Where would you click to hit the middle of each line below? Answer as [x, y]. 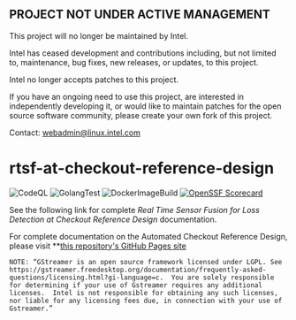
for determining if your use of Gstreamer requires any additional [136, 285]
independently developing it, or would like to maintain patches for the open [145, 106]
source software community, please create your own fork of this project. [141, 115]
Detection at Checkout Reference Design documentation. [113, 219]
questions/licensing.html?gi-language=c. [87, 278]
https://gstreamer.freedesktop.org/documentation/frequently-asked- [138, 270]
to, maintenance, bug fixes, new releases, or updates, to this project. [134, 62]
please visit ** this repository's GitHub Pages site [98, 246]
